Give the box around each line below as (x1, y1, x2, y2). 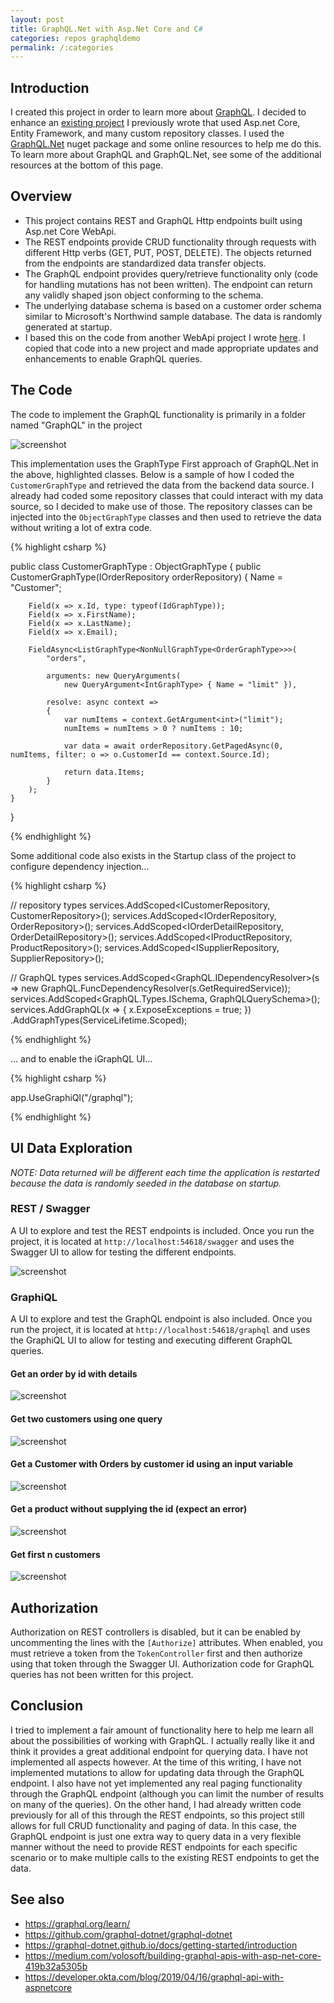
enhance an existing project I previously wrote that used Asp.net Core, (10, 117, 301, 129)
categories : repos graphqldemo (10, 33, 141, 43)
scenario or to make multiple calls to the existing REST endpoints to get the (10, 1851, 320, 1863)
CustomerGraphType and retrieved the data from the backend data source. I (10, 479, 315, 491)
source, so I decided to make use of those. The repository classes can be (10, 500, 313, 512)
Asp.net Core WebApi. (24, 225, 117, 237)
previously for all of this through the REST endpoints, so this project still (10, 1809, 305, 1821)
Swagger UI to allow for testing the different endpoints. (10, 1246, 237, 1258)
